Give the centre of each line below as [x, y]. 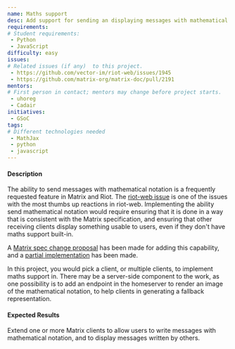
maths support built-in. [40, 234]
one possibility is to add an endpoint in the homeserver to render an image [115, 284]
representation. [29, 299]
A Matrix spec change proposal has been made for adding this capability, [113, 248]
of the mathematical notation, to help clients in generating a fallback [106, 291]
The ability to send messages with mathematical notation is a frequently [112, 189]
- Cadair [23, 106]
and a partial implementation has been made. [73, 255]
